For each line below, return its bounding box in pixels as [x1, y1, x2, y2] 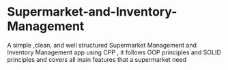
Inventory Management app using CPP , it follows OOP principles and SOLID [7, 48, 222, 56]
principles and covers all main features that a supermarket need [7, 55, 186, 63]
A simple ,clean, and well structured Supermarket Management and [7, 41, 197, 49]
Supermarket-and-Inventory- [7, 4, 177, 20]
